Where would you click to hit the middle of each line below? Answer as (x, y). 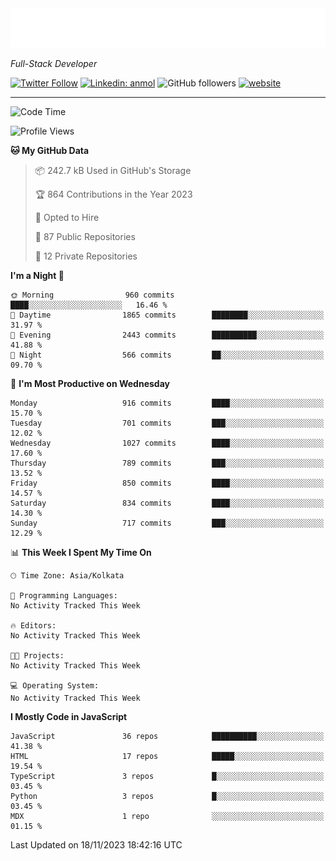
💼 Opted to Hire (67, 217)
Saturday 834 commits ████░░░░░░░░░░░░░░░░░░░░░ (167, 503)
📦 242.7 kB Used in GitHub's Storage (113, 170)
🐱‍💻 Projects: (37, 656)
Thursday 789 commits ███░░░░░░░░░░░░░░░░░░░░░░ (167, 463)
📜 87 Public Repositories (85, 236)
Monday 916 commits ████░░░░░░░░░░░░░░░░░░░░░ (167, 403)
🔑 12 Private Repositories (86, 256)
